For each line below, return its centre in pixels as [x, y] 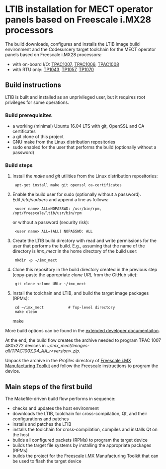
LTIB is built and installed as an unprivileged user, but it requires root [75, 97]
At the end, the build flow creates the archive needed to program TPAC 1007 [83, 340]
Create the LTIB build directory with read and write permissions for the [84, 241]
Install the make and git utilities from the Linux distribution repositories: [85, 176]
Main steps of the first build [49, 387]
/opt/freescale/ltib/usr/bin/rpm [47, 213]
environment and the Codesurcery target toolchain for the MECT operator [81, 49]
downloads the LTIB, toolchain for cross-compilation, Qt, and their [80, 414]
